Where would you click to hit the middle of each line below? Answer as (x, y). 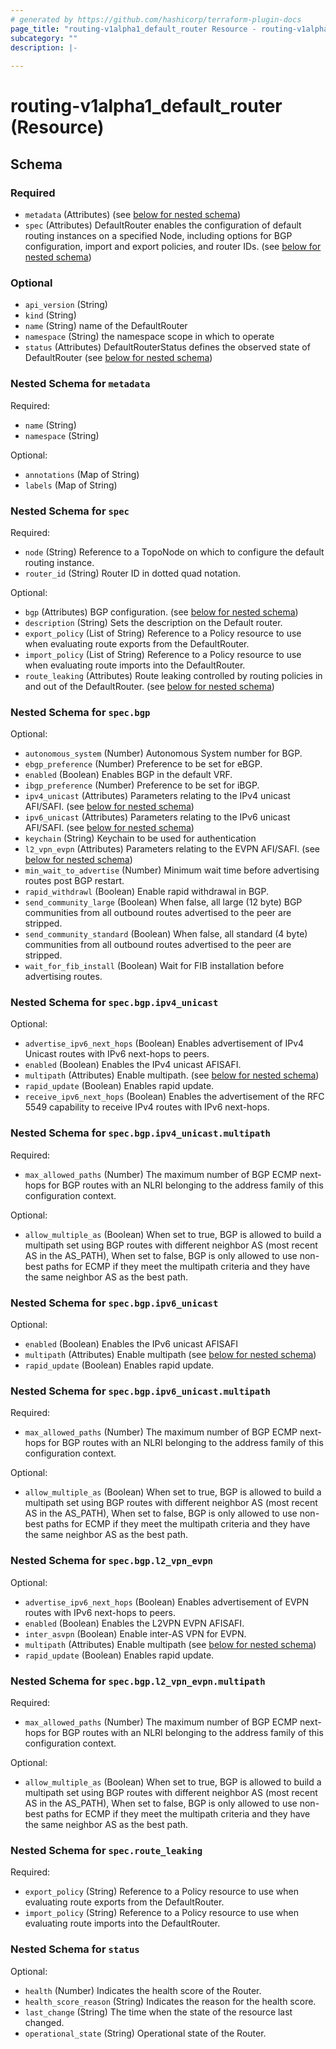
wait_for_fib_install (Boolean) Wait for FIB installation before (154, 966)
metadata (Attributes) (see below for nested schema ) (133, 214)
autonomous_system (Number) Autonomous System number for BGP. (163, 753)
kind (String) (50, 315)
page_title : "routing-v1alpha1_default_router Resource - (133, 29)
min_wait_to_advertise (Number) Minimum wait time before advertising (172, 870)
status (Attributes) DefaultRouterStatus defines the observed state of (167, 347)
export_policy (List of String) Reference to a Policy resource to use (163, 633)
